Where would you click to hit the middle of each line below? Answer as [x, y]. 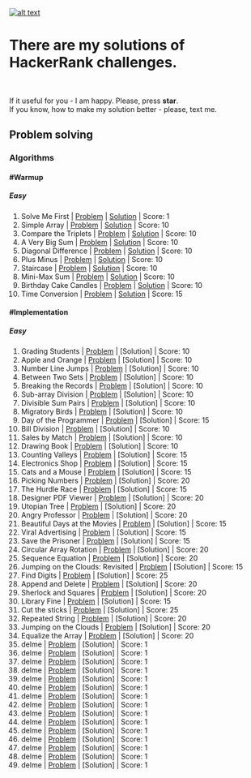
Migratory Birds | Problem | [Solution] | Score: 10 [102, 412]
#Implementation [39, 312]
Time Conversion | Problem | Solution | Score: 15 [102, 294]
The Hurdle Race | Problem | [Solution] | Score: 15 [104, 489]
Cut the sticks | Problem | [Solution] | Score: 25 [100, 610]
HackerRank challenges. [93, 63]
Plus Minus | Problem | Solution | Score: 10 [91, 259]
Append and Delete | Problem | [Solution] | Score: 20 [109, 584]
